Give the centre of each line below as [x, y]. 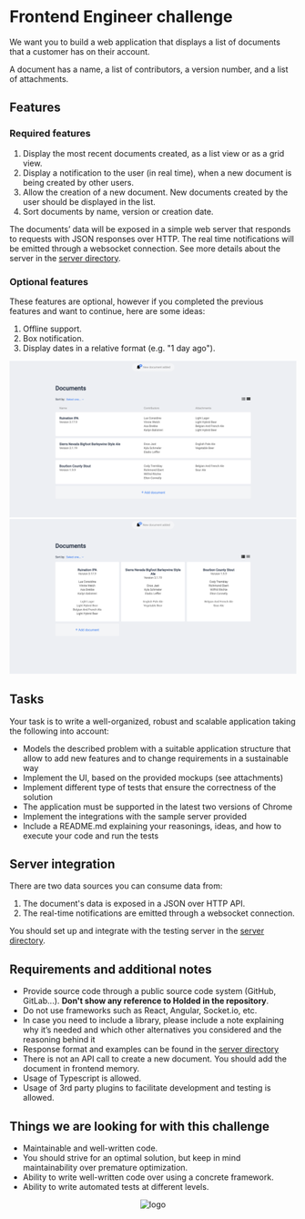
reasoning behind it [59, 1040]
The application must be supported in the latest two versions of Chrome [158, 807]
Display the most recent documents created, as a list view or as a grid [153, 153]
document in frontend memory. [81, 1069]
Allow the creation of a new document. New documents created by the [155, 192]
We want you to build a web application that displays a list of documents [145, 42]
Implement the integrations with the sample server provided [135, 816]
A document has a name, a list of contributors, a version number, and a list [149, 69]
